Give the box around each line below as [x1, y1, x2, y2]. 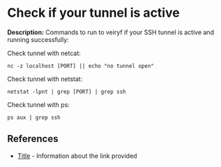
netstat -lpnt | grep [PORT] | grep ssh [7, 88, 127, 95]
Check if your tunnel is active [7, 5, 180, 21]
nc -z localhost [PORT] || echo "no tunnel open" [7, 62, 155, 69]
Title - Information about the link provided [17, 152, 137, 160]
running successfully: [7, 35, 70, 43]
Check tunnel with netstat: [7, 75, 83, 83]
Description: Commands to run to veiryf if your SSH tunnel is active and [7, 28, 215, 36]
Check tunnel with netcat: [7, 49, 82, 57]
